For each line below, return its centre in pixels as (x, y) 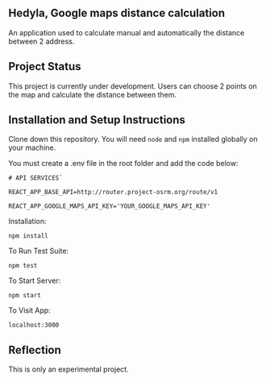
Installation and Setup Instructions (97, 120)
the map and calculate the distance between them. (93, 94)
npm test (23, 266)
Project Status (45, 66)
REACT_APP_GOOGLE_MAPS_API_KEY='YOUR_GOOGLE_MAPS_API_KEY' (110, 206)
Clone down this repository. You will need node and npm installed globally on (133, 139)
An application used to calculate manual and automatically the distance (127, 32)
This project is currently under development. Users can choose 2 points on (133, 86)
